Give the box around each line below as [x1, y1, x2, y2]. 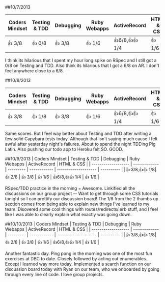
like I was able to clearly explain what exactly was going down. [5, 212, 132, 217]
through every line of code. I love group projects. [5, 272, 104, 277]
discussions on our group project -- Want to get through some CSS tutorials [5, 190, 159, 196]
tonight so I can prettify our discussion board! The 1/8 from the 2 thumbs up [5, 196, 159, 201]
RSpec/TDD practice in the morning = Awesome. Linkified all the [5, 186, 135, 191]
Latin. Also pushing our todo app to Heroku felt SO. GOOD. [5, 146, 124, 152]
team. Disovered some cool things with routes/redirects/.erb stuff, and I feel [5, 206, 158, 212]
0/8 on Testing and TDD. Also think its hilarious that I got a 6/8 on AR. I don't [5, 63, 160, 68]
